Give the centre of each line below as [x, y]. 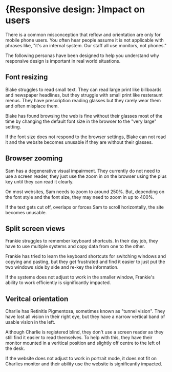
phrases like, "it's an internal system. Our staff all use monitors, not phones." [86, 45]
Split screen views [35, 228]
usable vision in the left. [30, 322]
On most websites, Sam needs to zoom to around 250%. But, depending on [85, 192]
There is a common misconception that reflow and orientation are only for [83, 34]
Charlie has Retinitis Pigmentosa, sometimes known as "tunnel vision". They [85, 311]
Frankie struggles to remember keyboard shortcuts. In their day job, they [82, 241]
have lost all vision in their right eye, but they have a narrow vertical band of [85, 317]
